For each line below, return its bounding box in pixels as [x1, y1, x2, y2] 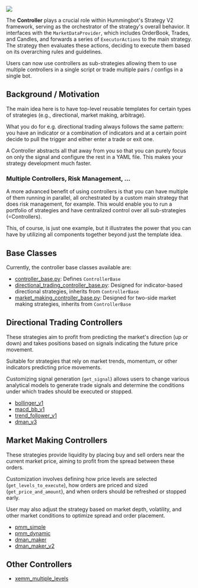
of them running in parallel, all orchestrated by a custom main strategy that [6, 194, 189, 202]
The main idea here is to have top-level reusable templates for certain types [6, 105, 191, 112]
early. [6, 494, 20, 501]
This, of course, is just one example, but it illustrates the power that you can [6, 225, 191, 232]
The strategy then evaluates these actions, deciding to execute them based [6, 42, 190, 49]
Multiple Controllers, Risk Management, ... [6, 174, 131, 183]
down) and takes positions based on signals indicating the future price [6, 340, 178, 347]
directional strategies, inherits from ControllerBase [14, 287, 139, 295]
